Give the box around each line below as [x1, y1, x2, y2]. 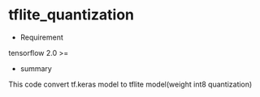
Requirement [19, 32, 63, 42]
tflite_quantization [8, 6, 135, 24]
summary [19, 63, 53, 74]
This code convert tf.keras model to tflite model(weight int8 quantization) [8, 79, 253, 89]
